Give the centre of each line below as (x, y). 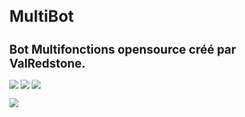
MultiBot (42, 17)
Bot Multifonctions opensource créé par (123, 50)
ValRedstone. (48, 63)
